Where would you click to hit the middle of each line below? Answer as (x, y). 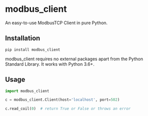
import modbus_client (27, 91)
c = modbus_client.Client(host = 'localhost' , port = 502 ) (62, 100)
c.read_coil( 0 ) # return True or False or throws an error (68, 109)
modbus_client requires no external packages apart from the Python (74, 59)
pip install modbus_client (33, 50)
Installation (23, 38)
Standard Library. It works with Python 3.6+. (50, 64)
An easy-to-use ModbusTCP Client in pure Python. (56, 23)
